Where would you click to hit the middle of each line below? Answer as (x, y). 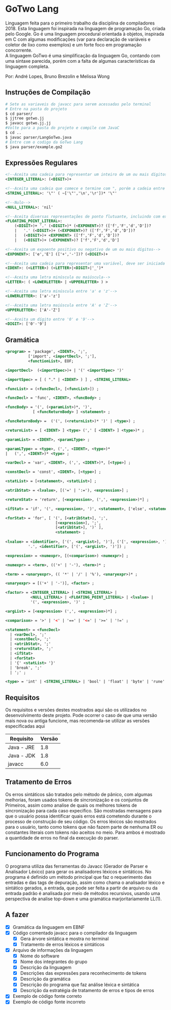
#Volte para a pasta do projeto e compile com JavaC (62, 128)
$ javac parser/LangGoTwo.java (38, 137)
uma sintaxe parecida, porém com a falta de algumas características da (80, 61)
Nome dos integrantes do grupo (54, 961)
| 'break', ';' (26, 668)
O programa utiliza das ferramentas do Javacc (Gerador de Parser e (77, 866)
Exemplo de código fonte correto (47, 996)
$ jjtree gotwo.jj (25, 118)
